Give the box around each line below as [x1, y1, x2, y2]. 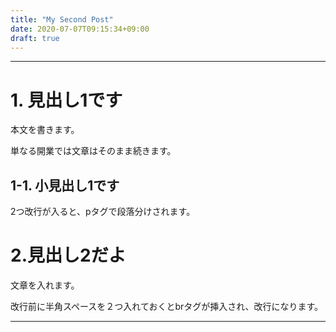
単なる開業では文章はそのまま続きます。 [10, 145, 177, 157]
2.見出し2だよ [10, 244, 127, 267]
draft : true [10, 33, 60, 43]
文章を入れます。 [10, 279, 80, 291]
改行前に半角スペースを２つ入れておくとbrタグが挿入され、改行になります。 [10, 301, 324, 313]
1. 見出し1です [10, 89, 123, 111]
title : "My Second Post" [10, 14, 114, 25]
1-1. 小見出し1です [10, 177, 120, 194]
